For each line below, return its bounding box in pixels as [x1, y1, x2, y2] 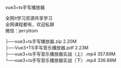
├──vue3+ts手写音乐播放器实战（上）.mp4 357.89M [5, 51, 116, 57]
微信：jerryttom [5, 28, 38, 34]
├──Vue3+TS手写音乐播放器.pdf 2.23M [5, 45, 89, 50]
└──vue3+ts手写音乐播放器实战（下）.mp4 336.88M [5, 57, 116, 63]
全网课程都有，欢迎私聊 [5, 22, 54, 27]
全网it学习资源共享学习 [5, 15, 52, 21]
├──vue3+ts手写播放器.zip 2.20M [5, 38, 77, 44]
